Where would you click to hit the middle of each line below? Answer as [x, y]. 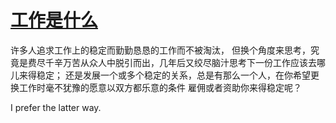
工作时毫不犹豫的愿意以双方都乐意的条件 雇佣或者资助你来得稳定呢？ [160, 87]
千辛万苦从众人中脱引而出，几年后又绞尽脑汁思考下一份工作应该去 [180, 62]
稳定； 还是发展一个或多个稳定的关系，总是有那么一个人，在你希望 [173, 75]
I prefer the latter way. [56, 107]
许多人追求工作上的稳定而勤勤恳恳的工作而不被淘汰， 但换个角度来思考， [160, 50]
